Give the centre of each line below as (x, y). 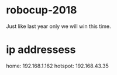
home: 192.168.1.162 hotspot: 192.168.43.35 (58, 66)
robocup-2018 (42, 10)
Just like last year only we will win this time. (58, 26)
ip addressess (41, 50)
